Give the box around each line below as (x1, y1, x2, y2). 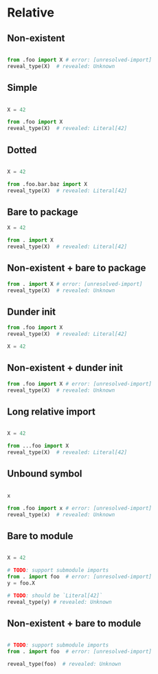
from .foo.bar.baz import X (7, 180, 88, 187)
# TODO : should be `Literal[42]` (7, 592, 103, 599)
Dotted (7, 144, 37, 156)
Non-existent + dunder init (7, 362, 124, 374)
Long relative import (7, 406, 96, 418)
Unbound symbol (7, 468, 82, 480)
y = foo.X (7, 580, 36, 587)
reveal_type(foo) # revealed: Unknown (7, 661, 122, 668)
